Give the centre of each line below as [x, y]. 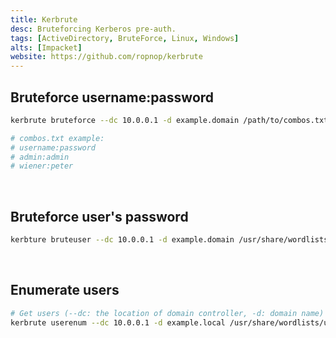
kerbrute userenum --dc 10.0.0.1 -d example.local [118, 322]
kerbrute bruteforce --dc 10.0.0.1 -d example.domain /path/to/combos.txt [169, 120]
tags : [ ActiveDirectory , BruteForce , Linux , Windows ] [125, 38]
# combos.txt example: [57, 138]
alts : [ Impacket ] [46, 47]
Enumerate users [65, 290]
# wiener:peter [42, 166]
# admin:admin [40, 157]
